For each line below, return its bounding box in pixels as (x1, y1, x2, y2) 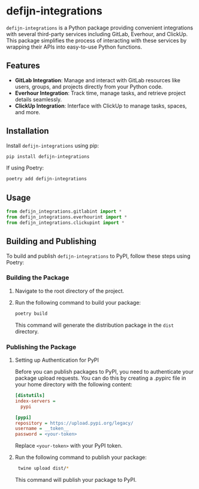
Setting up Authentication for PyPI (14, 356, 99, 364)
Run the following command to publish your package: (14, 454, 147, 461)
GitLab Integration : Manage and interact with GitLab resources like (14, 76, 181, 84)
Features (6, 61, 40, 71)
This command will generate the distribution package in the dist (14, 321, 174, 329)
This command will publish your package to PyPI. (14, 476, 137, 484)
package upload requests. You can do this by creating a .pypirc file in (14, 374, 186, 382)
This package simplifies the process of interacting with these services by (6, 37, 187, 44)
